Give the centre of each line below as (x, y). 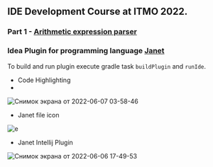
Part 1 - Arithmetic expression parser (72, 32)
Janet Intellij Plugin (45, 142)
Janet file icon (38, 115)
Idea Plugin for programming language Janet (86, 51)
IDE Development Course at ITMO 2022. (98, 12)
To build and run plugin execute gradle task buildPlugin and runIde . (107, 66)
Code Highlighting (44, 80)
